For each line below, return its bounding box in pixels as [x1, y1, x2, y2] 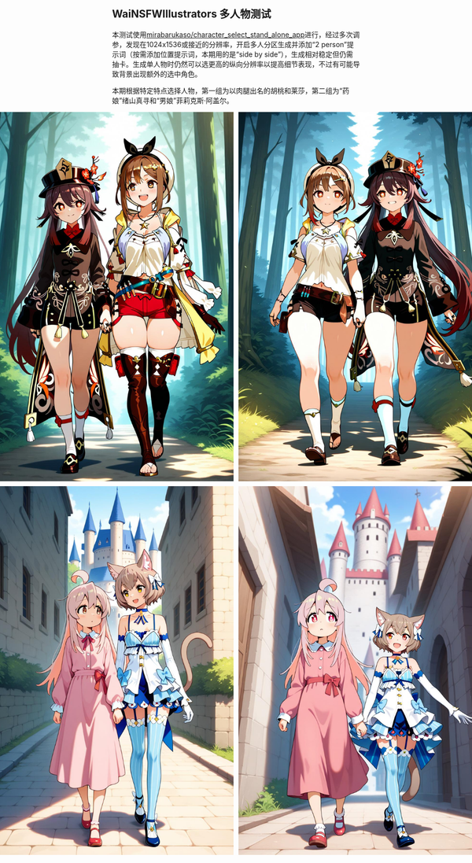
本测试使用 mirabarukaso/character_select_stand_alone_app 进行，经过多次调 [112, 30, 360, 39]
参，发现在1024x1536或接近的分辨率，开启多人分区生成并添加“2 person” [112, 39, 348, 49]
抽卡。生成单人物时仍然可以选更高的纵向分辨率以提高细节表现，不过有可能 [112, 59, 353, 68]
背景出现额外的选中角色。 [118, 69, 202, 79]
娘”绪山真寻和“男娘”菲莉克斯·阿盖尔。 [112, 95, 234, 105]
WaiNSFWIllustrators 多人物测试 [112, 7, 271, 21]
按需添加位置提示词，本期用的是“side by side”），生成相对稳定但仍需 [132, 50, 354, 59]
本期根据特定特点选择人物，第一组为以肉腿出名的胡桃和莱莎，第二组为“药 [112, 86, 350, 95]
